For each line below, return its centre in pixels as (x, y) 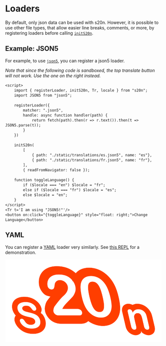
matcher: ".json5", (43, 110)
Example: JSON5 (32, 49)
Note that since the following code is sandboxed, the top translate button (80, 70)
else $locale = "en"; (45, 195)
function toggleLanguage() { (44, 180)
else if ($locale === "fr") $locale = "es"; (70, 190)
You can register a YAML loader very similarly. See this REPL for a (73, 247)
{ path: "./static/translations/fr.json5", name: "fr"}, (92, 160)
